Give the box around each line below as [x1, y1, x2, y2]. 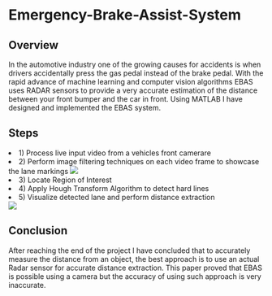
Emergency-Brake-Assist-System [8, 6, 242, 24]
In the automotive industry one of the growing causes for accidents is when [8, 59, 261, 69]
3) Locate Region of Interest [19, 175, 112, 185]
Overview [8, 38, 59, 52]
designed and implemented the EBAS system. [8, 103, 161, 112]
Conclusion [8, 224, 68, 237]
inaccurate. [8, 280, 46, 289]
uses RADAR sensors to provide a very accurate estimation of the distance [8, 85, 258, 95]
